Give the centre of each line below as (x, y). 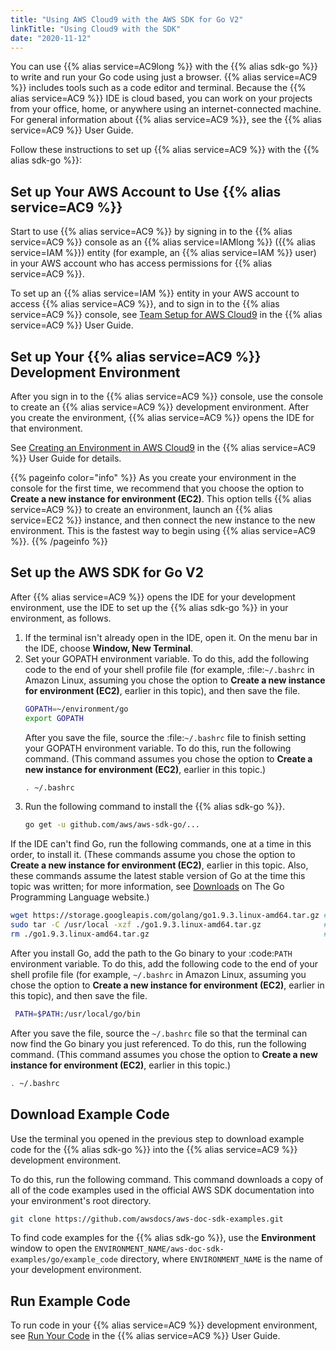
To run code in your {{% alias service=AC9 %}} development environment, (164, 1325)
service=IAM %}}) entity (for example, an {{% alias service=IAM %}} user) (163, 253)
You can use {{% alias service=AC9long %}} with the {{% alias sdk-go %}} (164, 67)
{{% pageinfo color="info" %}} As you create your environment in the (153, 477)
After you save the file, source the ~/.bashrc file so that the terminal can (159, 1033)
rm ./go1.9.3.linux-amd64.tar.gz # (169, 934)
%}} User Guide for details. (66, 458)
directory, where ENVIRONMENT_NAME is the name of (221, 1259)
